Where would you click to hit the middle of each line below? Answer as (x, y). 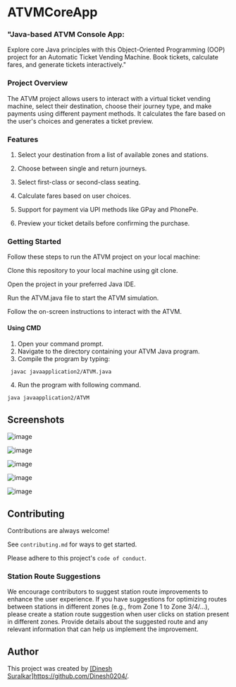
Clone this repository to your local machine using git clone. (93, 271)
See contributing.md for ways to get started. (72, 544)
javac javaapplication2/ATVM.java (61, 372)
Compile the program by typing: (64, 358)
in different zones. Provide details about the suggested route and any (107, 622)
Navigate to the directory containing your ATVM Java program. (108, 351)
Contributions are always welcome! (58, 531)
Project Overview (38, 83)
